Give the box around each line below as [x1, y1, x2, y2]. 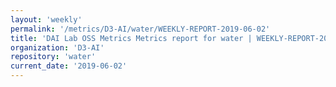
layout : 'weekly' [10, 14, 83, 25]
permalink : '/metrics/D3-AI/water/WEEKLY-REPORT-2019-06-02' [10, 24, 271, 34]
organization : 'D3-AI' [10, 42, 105, 53]
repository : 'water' [10, 52, 97, 62]
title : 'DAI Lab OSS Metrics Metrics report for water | [10, 33, 253, 43]
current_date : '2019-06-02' [10, 61, 128, 71]
